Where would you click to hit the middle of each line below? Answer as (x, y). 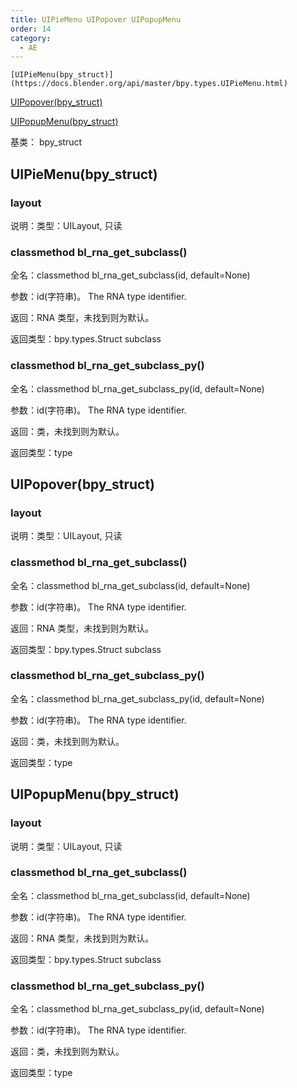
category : (31, 38)
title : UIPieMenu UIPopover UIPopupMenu (96, 19)
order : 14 (31, 29)
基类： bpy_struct (46, 142)
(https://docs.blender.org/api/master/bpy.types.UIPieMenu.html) (149, 84)
